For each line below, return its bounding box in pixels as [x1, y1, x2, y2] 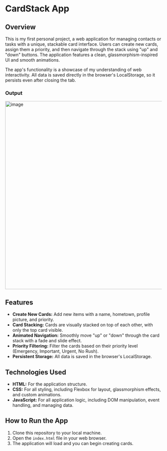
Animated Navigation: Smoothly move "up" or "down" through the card [12, 332, 160, 338]
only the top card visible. [12, 327, 63, 333]
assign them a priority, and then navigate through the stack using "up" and [5, 47, 158, 52]
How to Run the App [5, 417, 68, 425]
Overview [5, 23, 36, 31]
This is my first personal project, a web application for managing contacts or [5, 36, 162, 42]
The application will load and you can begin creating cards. [12, 440, 134, 446]
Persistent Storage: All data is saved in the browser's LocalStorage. [12, 354, 152, 360]
